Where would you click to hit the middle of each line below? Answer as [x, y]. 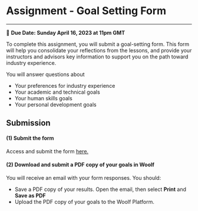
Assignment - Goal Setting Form [86, 11]
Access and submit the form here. [47, 151]
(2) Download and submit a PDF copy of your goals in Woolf [80, 165]
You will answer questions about [45, 74]
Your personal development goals [55, 104]
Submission [29, 123]
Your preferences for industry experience [65, 85]
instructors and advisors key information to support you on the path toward [97, 57]
